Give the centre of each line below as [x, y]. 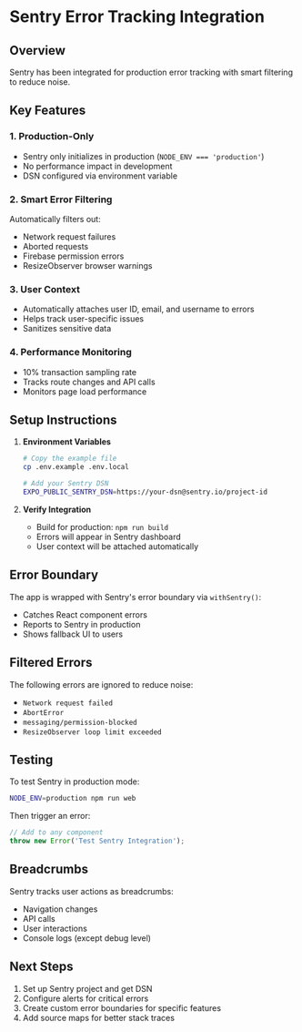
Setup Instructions [63, 419]
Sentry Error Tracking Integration [137, 17]
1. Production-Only [52, 137]
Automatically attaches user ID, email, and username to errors [138, 309]
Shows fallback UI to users [73, 634]
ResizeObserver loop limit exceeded [92, 732]
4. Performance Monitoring [70, 353]
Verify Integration [57, 509]
